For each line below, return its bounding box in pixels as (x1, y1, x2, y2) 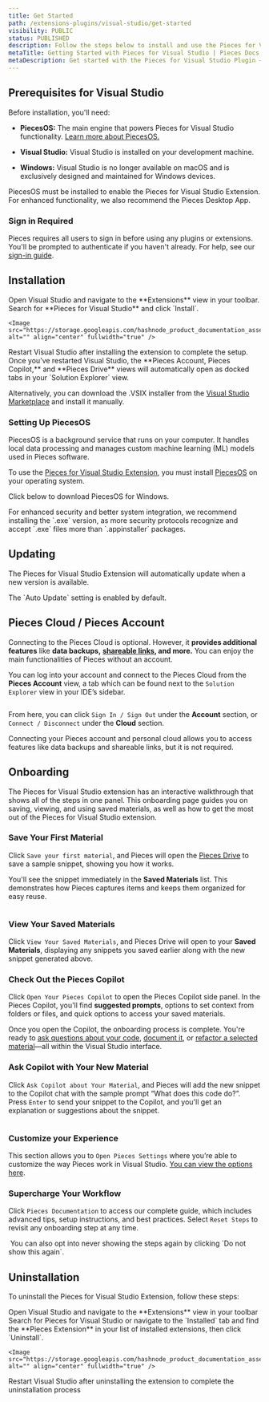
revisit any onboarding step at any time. (8, 1223, 139, 1233)
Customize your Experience (8, 1133, 118, 1144)
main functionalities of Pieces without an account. (8, 654, 174, 664)
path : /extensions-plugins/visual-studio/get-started (8, 19, 192, 27)
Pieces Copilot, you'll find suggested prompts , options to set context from (8, 1000, 255, 1011)
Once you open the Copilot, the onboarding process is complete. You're (8, 1024, 246, 1035)
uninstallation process (8, 1385, 82, 1395)
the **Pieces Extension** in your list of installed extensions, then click (8, 1324, 242, 1334)
